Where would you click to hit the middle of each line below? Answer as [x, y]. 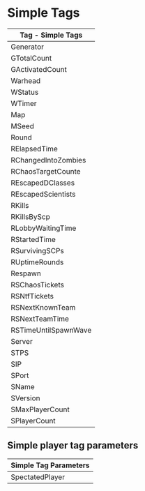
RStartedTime [33, 239]
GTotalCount [31, 58]
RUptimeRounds [37, 262]
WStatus [25, 92]
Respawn [26, 273]
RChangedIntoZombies [48, 160]
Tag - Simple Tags [51, 35]
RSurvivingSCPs [37, 250]
